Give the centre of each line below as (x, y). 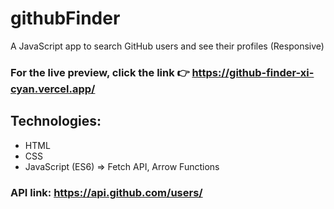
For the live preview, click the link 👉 (100, 72)
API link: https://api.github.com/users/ (106, 192)
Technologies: (56, 121)
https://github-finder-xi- (253, 72)
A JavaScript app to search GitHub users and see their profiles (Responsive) (167, 46)
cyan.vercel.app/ (53, 89)
